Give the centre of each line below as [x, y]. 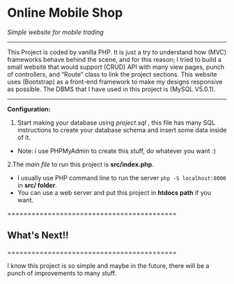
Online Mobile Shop [65, 13]
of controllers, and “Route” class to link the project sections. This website [112, 74]
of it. [24, 137]
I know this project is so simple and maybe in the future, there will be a [108, 265]
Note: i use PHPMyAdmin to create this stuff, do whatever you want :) [117, 150]
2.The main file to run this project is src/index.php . [81, 164]
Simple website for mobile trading [56, 32]
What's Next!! [38, 236]
